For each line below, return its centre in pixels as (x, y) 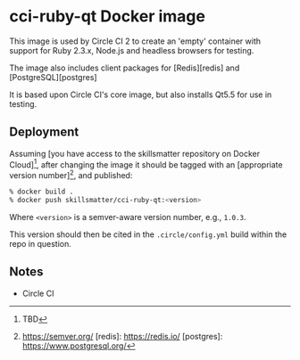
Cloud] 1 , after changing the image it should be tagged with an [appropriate (146, 164)
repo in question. (40, 243)
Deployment (44, 132)
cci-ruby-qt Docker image (107, 16)
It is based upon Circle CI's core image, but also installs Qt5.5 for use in (141, 94)
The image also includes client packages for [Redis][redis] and (125, 68)
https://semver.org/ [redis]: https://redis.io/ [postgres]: (122, 336)
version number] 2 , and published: (71, 175)
